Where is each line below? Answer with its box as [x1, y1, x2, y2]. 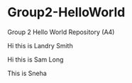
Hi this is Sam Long [7, 55, 64, 64]
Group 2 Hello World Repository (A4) [7, 28, 115, 36]
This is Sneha [7, 69, 48, 77]
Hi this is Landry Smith [7, 41, 73, 50]
